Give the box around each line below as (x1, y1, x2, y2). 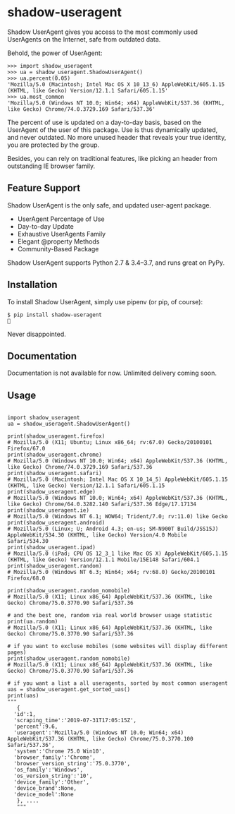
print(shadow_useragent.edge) (7, 489, 96, 496)
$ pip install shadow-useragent (7, 311, 102, 318)
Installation (7, 279, 58, 291)
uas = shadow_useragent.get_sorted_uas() (7, 686, 131, 693)
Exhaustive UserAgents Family (17, 229, 106, 238)
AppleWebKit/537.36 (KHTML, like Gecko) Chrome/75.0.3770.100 (7, 736, 193, 743)
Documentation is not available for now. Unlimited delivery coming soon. (7, 369, 217, 378)
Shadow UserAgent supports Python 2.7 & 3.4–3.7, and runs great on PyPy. (7, 258, 225, 267)
